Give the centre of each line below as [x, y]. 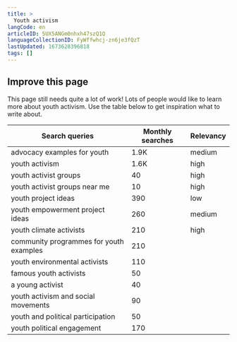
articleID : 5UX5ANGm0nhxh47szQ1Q [56, 34]
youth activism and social [53, 296]
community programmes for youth [68, 241]
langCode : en [26, 27]
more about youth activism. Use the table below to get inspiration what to [114, 106]
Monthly [157, 131]
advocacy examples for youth [60, 152]
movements [30, 305]
